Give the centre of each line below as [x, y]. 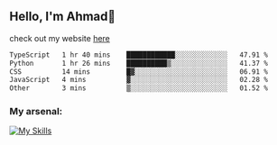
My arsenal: [36, 112]
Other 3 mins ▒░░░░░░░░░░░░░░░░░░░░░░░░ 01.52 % [139, 88]
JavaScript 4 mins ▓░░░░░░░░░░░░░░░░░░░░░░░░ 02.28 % [139, 80]
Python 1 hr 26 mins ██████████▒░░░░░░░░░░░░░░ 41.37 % [139, 63]
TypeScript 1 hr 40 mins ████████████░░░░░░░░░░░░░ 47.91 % [139, 55]
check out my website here [60, 38]
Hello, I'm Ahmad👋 [63, 17]
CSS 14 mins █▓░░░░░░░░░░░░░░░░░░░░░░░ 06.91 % [139, 72]
